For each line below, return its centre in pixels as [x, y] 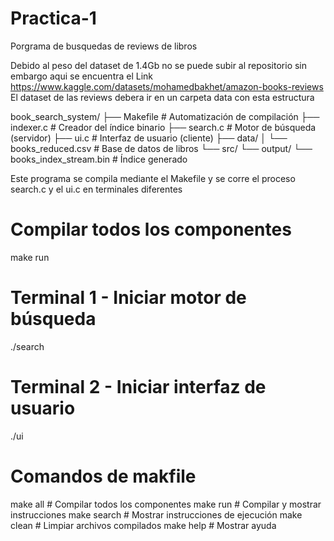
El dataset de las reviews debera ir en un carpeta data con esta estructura [162, 97]
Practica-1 [53, 18]
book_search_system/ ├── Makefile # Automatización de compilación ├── [165, 116]
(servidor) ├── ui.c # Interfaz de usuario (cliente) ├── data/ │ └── [149, 138]
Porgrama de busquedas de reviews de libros [104, 46]
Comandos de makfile [103, 476]
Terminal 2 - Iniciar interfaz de [138, 387]
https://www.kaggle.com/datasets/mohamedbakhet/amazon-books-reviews [167, 86]
